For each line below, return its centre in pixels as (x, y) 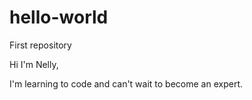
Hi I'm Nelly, (34, 64)
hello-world (59, 17)
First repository (40, 45)
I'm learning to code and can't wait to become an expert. (126, 83)
